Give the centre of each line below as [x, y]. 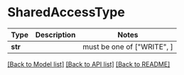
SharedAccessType [66, 12]
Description [55, 35]
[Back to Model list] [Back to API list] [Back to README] [89, 64]
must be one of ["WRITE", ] [128, 47]
